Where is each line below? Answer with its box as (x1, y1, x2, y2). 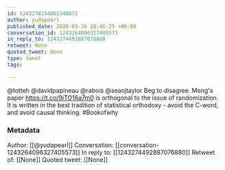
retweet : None (7, 42, 48, 49)
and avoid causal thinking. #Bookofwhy (7, 108, 119, 116)
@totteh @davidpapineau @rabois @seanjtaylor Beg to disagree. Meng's (7, 86, 213, 94)
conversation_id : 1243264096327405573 (7, 29, 118, 36)
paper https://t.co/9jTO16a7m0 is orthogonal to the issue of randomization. (7, 94, 219, 102)
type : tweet (7, 55, 41, 62)
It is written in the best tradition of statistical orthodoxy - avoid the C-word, (7, 100, 219, 109)
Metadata (7, 125, 40, 135)
